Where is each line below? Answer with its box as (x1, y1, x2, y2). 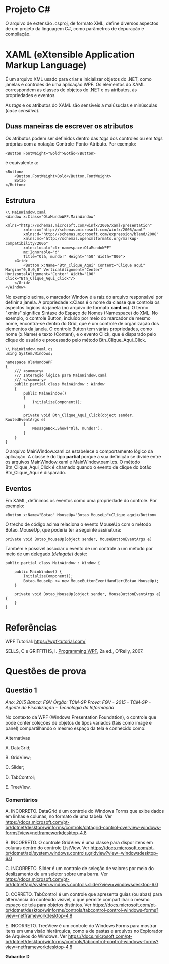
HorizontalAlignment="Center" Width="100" (5, 271, 96, 276)
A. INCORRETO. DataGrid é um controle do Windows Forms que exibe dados (5, 808, 164, 814)
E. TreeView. (5, 784, 31, 790)
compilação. (5, 31, 31, 37)
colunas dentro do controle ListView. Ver (5, 845, 90, 851)
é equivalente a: (5, 159, 39, 165)
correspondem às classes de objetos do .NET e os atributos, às (5, 87, 137, 93)
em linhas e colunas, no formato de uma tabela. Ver (5, 813, 112, 820)
